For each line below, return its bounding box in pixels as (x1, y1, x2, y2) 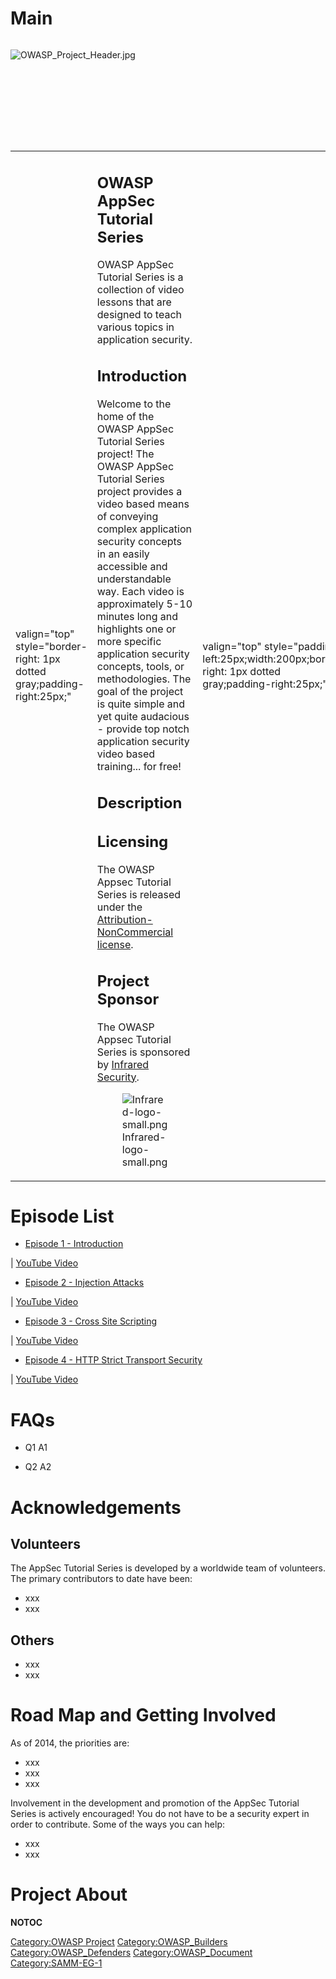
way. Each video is (96, 584, 185, 598)
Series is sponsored (96, 1045, 191, 1059)
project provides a (96, 484, 183, 498)
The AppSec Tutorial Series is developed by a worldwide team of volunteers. (10, 1562, 326, 1574)
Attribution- (96, 913, 153, 927)
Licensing (96, 832, 169, 852)
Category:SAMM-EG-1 (10, 1957, 103, 1969)
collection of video (96, 283, 185, 297)
